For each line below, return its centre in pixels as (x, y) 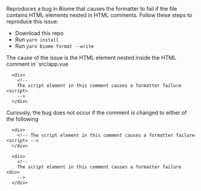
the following (22, 119)
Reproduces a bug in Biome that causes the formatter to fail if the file (92, 9)
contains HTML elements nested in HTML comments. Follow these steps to (99, 15)
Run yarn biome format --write (54, 46)
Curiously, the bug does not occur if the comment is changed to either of (97, 113)
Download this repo (39, 33)
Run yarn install (37, 39)
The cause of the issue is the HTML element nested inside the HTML (91, 58)
